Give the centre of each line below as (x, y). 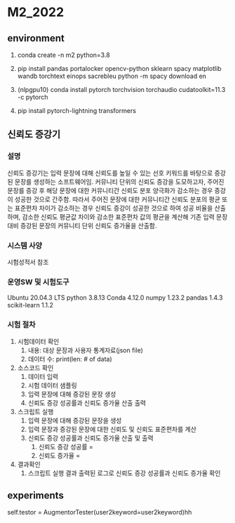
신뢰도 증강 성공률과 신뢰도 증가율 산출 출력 (87, 403)
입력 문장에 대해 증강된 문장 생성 (72, 394)
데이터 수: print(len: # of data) (70, 359)
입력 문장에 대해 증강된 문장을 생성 (75, 420)
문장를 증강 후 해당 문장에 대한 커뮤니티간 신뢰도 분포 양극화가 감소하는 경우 (110, 190)
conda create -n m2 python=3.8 (63, 55)
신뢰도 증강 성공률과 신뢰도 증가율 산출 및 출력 (90, 438)
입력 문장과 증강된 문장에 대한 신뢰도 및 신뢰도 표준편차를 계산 (112, 429)
